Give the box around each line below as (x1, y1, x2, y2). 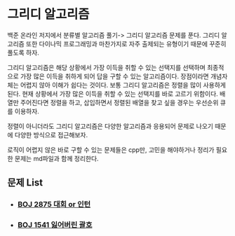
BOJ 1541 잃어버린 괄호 (17, 220, 93, 230)
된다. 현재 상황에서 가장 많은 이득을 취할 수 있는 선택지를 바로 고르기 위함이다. (7, 89, 219, 98)
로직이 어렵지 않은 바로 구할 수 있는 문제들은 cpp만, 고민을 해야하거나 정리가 (7, 145, 215, 154)
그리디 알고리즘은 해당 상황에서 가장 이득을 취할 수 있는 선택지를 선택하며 (7, 63, 206, 71)
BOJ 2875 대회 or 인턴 (17, 200, 91, 209)
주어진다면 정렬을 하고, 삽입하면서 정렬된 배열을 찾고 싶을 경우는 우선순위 (20, 98, 219, 106)
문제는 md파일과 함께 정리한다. (14, 154, 100, 162)
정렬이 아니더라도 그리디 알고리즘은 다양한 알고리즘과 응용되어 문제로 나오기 (7, 122, 214, 130)
